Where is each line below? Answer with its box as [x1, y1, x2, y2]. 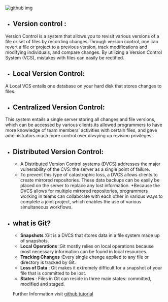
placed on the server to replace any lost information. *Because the [20, 183, 160, 189]
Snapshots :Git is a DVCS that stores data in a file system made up [20, 232, 160, 238]
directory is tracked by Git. [20, 259, 76, 265]
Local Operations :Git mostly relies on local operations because [20, 243, 154, 249]
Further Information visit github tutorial [12, 291, 93, 297]
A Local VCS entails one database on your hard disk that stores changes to [5, 83, 162, 89]
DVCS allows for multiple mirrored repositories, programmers [20, 188, 148, 194]
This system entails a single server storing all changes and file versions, [5, 116, 156, 123]
